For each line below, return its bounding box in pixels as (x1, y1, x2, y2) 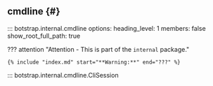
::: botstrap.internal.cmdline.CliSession (7, 71, 119, 79)
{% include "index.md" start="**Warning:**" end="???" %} (7, 59, 181, 66)
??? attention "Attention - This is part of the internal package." (7, 45, 190, 53)
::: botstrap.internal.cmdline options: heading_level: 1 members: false (7, 24, 206, 32)
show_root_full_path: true (7, 31, 81, 40)
